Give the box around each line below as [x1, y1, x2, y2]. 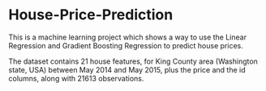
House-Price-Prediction [8, 6, 174, 24]
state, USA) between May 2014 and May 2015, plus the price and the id [8, 64, 246, 74]
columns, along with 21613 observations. [8, 73, 144, 83]
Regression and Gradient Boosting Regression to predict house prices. [8, 40, 243, 50]
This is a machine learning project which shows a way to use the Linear [8, 32, 247, 42]
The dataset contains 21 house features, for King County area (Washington [8, 56, 258, 66]
